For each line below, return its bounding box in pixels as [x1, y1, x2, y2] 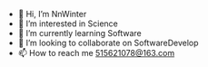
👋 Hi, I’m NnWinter [17, 9, 87, 19]
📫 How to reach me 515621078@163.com [17, 48, 175, 58]
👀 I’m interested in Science [17, 18, 118, 29]
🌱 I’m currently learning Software [17, 28, 143, 38]
